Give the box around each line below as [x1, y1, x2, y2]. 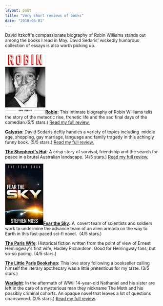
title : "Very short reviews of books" [5, 13, 84, 18]
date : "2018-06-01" [5, 18, 45, 23]
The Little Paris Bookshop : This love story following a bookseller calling [5, 260, 150, 266]
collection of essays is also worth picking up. [5, 43, 96, 48]
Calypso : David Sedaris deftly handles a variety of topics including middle [5, 129, 155, 135]
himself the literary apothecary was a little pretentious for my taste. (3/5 [5, 265, 150, 271]
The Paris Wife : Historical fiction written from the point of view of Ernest [5, 240, 151, 246]
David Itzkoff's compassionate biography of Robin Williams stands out [5, 32, 146, 38]
